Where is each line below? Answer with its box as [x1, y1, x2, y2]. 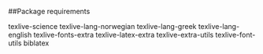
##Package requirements [8, 7, 91, 16]
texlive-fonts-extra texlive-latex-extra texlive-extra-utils [33, 31, 214, 39]
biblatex [23, 38, 50, 48]
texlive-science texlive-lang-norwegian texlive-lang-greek [8, 22, 197, 31]
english [8, 31, 32, 39]
